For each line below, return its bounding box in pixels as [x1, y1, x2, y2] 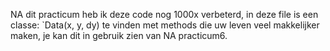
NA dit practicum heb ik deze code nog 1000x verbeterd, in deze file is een [10, 9, 319, 20]
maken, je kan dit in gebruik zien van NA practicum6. [10, 30, 228, 41]
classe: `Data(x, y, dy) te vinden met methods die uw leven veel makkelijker [10, 19, 320, 31]
